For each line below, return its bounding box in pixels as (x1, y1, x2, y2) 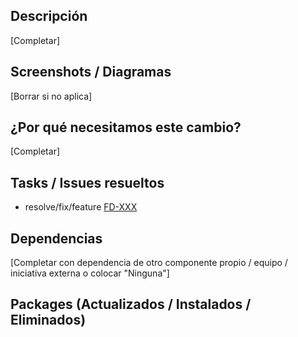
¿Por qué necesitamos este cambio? (10, 119, 242, 136)
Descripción (10, 8, 88, 25)
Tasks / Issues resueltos (10, 174, 165, 191)
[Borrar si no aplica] (10, 90, 93, 102)
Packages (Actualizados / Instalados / (10, 296, 252, 313)
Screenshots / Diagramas (10, 64, 172, 81)
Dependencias (10, 230, 103, 247)
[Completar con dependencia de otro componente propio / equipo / (10, 257, 288, 269)
